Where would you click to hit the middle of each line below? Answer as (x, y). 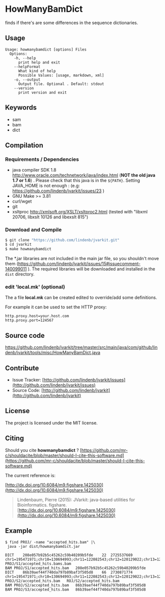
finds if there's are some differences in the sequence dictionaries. (72, 23)
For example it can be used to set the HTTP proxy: (56, 307)
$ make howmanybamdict (28, 249)
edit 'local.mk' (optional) (35, 287)
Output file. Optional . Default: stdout (61, 84)
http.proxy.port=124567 (29, 321)
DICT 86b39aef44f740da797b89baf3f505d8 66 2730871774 (69, 572)
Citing (14, 438)
